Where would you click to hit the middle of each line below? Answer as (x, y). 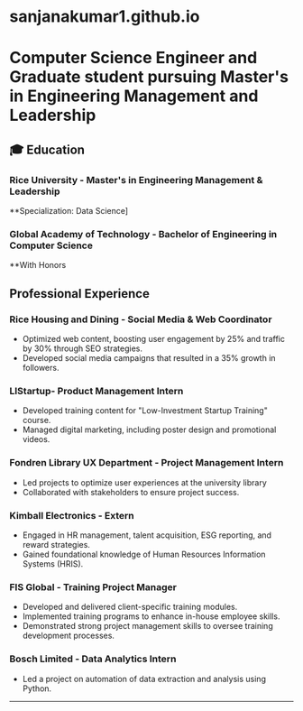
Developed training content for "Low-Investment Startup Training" (145, 411)
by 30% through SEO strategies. (82, 348)
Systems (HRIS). (53, 563)
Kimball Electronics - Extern (72, 515)
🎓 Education (47, 149)
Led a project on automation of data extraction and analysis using (144, 679)
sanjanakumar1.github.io (105, 17)
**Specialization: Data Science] (69, 211)
